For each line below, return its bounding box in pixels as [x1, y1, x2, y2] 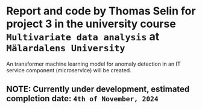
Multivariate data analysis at [6, 30, 160, 43]
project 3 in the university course [6, 17, 176, 31]
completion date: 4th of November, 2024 [6, 93, 159, 104]
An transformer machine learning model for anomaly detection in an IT [6, 60, 181, 67]
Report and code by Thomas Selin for [6, 4, 196, 18]
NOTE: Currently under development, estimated [6, 84, 190, 95]
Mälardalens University [6, 43, 125, 54]
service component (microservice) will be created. [6, 66, 131, 73]
